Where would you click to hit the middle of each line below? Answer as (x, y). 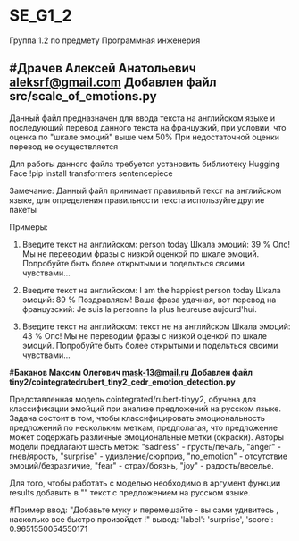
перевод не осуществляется (64, 146)
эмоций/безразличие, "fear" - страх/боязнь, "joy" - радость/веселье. (141, 465)
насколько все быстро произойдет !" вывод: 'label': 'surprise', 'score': (141, 519)
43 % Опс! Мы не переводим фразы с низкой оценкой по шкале (145, 335)
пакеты (23, 209)
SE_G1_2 (41, 16)
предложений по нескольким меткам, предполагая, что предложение (144, 427)
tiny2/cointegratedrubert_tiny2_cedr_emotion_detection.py (123, 382)
